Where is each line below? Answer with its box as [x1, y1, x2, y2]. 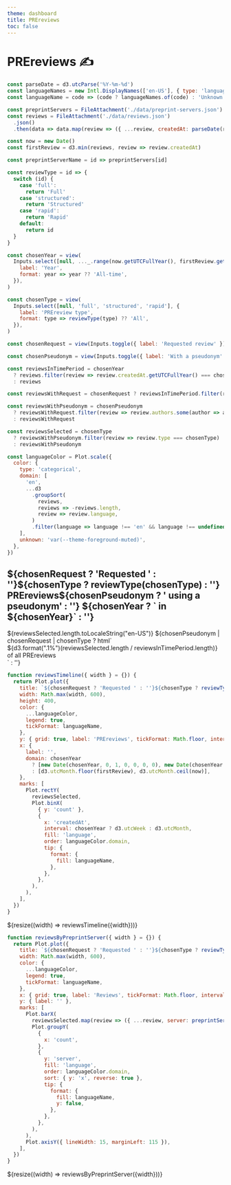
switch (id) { [13, 175, 54, 182]
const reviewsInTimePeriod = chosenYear [7, 365, 125, 372]
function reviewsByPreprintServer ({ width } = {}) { [7, 934, 162, 941]
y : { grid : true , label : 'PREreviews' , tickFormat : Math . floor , [19, 736, 208, 743]
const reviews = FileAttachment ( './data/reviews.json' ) [7, 113, 170, 120]
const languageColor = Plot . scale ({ [7, 453, 112, 461]
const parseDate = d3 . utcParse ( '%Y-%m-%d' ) [7, 81, 134, 88]
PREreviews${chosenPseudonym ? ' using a [7, 589, 201, 601]
